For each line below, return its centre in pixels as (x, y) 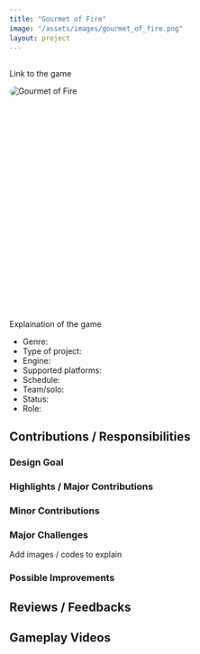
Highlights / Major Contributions (82, 486)
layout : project (40, 38)
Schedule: (41, 379)
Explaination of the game (55, 323)
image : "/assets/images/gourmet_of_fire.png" (96, 28)
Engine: (36, 360)
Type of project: (52, 350)
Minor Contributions (55, 511)
